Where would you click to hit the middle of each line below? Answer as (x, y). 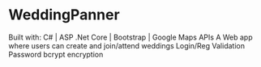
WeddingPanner (64, 15)
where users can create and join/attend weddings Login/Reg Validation (127, 45)
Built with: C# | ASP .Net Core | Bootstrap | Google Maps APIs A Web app (130, 37)
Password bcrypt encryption (56, 54)
